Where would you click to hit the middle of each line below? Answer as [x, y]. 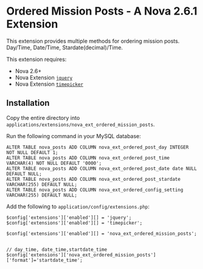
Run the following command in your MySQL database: [74, 136]
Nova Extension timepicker [49, 84]
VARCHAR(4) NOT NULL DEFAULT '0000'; [54, 163]
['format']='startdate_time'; [45, 260]
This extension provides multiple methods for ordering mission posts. [93, 41]
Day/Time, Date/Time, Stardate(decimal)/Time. [65, 47]
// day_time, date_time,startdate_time [57, 250]
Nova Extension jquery [44, 77]
